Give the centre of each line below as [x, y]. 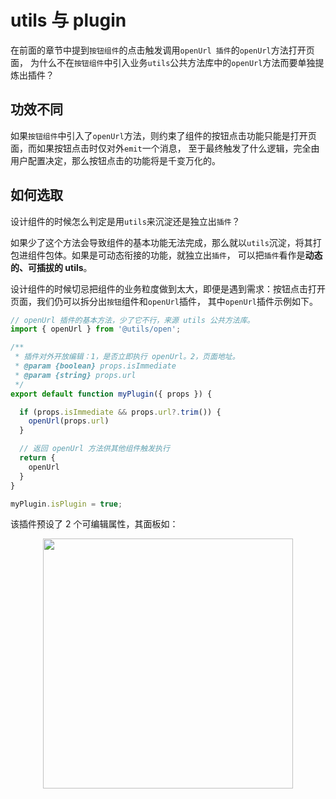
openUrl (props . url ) [69, 421]
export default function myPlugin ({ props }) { [111, 394]
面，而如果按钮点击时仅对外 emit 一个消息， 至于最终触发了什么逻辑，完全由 [165, 148]
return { [37, 458]
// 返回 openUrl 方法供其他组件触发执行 [94, 449]
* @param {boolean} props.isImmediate [95, 366]
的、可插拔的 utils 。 [51, 267]
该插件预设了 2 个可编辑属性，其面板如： [94, 524]
